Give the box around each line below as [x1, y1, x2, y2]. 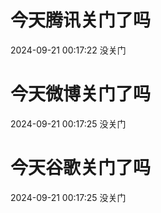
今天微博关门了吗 [10, 83, 152, 106]
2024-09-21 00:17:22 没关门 [10, 44, 127, 56]
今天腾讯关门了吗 [10, 9, 152, 32]
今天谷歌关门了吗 [10, 157, 152, 180]
